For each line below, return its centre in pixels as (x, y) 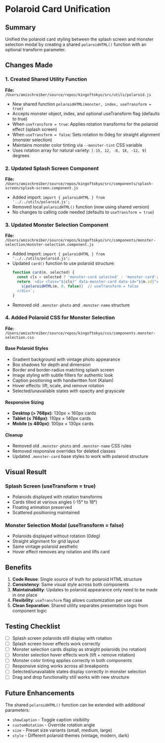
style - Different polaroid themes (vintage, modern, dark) (71, 736)
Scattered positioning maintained (46, 513)
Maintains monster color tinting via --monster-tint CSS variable (77, 145)
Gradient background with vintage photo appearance (66, 360)
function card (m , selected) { (43, 273)
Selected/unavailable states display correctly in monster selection (79, 672)
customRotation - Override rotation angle (54, 725)
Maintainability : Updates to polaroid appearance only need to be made (85, 590)
